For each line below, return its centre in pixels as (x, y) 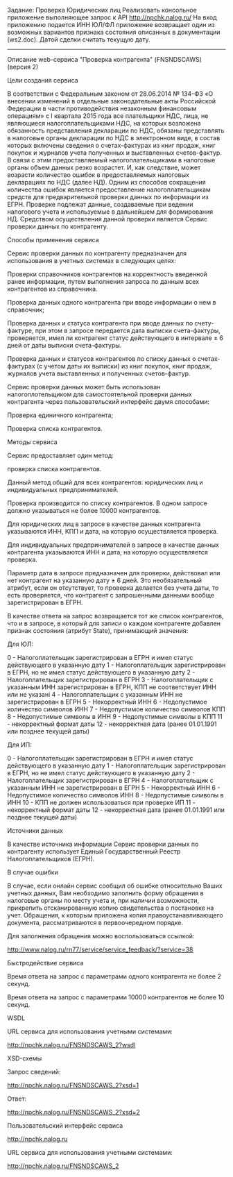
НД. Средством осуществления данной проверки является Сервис (107, 219)
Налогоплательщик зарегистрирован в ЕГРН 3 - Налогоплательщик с (110, 680)
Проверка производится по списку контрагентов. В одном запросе (107, 503)
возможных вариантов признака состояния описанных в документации (114, 32)
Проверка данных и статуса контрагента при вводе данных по (100, 323)
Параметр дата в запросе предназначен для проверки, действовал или (114, 573)
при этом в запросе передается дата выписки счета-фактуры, (128, 330)
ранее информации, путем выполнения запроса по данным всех (103, 281)
